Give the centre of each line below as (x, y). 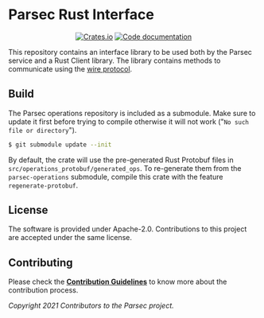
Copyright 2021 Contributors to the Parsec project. (91, 306)
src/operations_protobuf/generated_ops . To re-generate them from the (125, 168)
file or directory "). (43, 130)
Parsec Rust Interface (82, 15)
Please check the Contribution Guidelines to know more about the (118, 282)
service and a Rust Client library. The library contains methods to (115, 60)
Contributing (41, 263)
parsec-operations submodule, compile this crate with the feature (116, 176)
